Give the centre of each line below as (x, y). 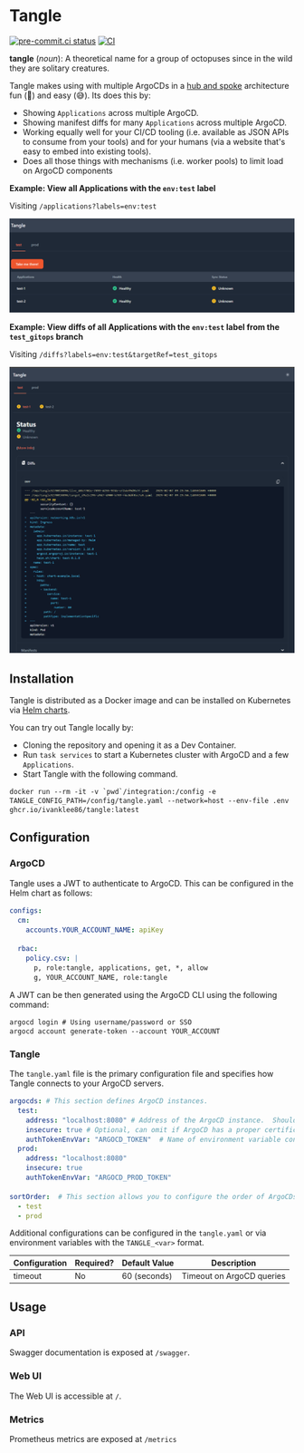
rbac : (28, 949)
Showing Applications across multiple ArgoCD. (110, 112)
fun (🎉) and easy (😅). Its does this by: (80, 95)
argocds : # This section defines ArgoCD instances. (109, 1101)
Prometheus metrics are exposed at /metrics (93, 1438)
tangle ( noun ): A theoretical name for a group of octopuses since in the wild (151, 58)
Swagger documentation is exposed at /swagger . (100, 1352)
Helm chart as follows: (51, 893)
